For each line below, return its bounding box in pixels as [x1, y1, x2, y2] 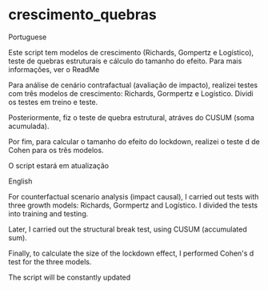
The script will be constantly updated [8, 272, 131, 282]
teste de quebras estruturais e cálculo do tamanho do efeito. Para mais [8, 56, 242, 66]
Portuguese [8, 32, 47, 42]
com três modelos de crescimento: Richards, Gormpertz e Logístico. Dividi [8, 88, 254, 98]
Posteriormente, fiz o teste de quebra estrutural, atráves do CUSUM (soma [8, 112, 254, 122]
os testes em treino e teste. [8, 97, 98, 107]
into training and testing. [8, 208, 89, 218]
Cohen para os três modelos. [8, 145, 104, 155]
